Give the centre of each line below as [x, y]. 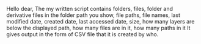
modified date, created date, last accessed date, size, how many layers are [100, 21]
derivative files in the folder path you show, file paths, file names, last [93, 15]
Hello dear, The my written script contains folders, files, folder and [90, 9]
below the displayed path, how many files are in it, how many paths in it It [98, 28]
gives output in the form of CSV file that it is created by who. [82, 34]
